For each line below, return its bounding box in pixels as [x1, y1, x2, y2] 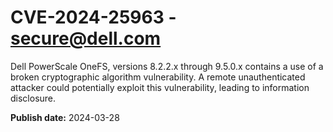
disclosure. [10, 92, 57, 104]
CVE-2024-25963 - [10, 6, 177, 29]
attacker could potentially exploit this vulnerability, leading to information [10, 81, 310, 93]
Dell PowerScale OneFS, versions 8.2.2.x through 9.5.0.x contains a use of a [10, 60, 324, 72]
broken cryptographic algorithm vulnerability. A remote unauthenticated [10, 71, 306, 83]
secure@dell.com [10, 27, 162, 50]
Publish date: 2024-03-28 [10, 111, 120, 123]
